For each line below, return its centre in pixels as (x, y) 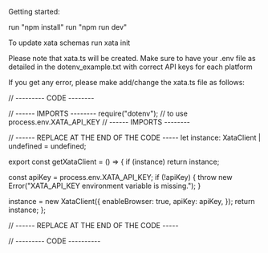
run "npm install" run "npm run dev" (68, 27)
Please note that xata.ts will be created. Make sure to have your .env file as (132, 58)
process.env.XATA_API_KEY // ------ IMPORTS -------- (99, 122)
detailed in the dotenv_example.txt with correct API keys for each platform (130, 67)
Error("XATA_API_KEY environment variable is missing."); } (105, 186)
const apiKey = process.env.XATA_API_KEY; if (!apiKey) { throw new (120, 177)
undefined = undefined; (47, 146)
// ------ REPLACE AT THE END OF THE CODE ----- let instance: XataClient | (134, 137)
